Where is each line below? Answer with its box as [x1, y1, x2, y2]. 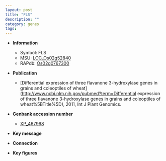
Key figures [12, 150, 38, 156]
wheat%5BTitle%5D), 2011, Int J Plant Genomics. [20, 101, 122, 107]
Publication [12, 70, 37, 76]
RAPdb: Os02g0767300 [20, 60, 69, 66]
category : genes [5, 21, 39, 27]
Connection [12, 140, 38, 146]
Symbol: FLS [20, 50, 47, 56]
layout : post [5, 7, 33, 13]
